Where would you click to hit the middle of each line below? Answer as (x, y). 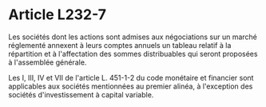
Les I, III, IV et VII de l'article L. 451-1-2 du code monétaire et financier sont (131, 77)
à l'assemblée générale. (48, 62)
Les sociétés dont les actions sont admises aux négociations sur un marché (133, 37)
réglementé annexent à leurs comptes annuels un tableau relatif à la (120, 45)
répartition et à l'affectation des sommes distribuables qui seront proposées (133, 53)
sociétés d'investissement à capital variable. (81, 94)
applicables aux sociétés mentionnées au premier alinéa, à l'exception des (131, 86)
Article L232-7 (57, 15)
